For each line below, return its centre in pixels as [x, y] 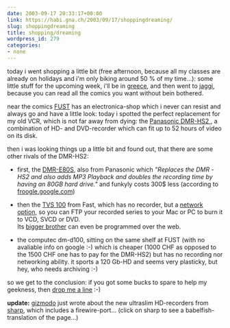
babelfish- [200, 310]
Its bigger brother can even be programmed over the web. [99, 226]
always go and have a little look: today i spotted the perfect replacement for [114, 113]
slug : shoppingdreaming [41, 26]
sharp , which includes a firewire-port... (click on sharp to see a [95, 310]
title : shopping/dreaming [44, 33]
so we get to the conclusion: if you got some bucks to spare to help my [107, 282]
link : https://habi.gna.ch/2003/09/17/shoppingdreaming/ [90, 20]
